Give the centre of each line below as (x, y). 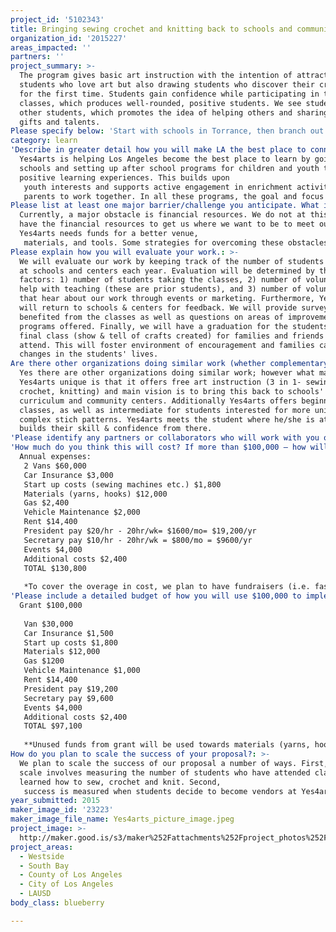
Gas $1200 (44, 661)
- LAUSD (35, 894)
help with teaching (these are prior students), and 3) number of (160, 289)
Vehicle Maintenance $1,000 (82, 671)
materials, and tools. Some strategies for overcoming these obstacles (176, 242)
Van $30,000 (48, 624)
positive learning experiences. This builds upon (124, 177)
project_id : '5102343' (57, 19)
